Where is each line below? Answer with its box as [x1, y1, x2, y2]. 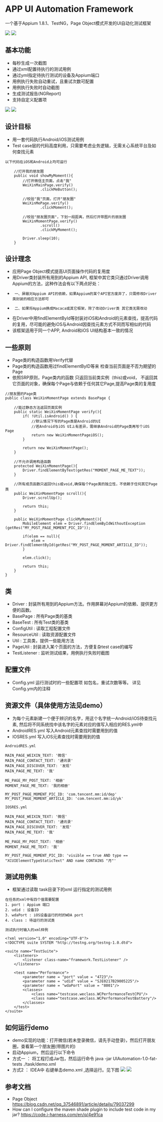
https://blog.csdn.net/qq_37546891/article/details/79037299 [12, 1101, 135, 1107]
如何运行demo [5, 1023, 49, 1031]
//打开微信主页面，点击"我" [23, 178, 72, 183]
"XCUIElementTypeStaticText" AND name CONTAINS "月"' [5, 858, 116, 863]
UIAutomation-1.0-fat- [113, 1056, 158, 1062]
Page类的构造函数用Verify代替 [12, 357, 73, 363]
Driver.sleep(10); [23, 236, 60, 241]
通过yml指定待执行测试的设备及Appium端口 [12, 72, 100, 78]
